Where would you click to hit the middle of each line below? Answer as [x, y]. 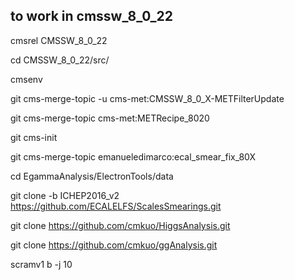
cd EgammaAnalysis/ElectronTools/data [92, 176]
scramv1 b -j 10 [41, 264]
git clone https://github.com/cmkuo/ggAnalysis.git [114, 245]
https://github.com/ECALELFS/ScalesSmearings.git [116, 206]
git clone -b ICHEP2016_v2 [65, 195]
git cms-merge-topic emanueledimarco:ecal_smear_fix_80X [133, 156]
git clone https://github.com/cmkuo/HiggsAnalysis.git [120, 225]
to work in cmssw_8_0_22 [91, 16]
